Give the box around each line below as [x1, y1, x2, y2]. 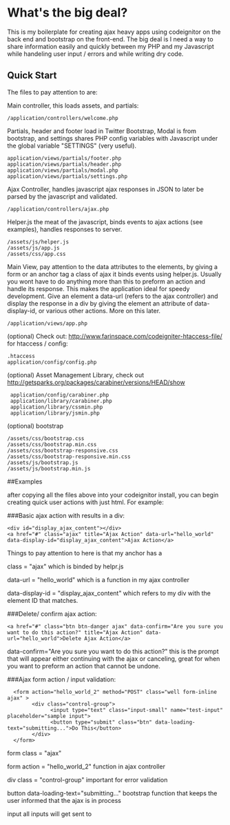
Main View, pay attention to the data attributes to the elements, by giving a [7, 262, 218, 270]
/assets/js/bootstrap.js [7, 459, 79, 466]
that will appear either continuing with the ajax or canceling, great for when [7, 654, 220, 663]
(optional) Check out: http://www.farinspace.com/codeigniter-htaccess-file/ [7, 332, 222, 340]
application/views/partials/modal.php [7, 167, 118, 174]
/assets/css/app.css [7, 250, 67, 257]
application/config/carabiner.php [10, 391, 109, 398]
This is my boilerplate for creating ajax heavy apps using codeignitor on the [7, 28, 221, 36]
